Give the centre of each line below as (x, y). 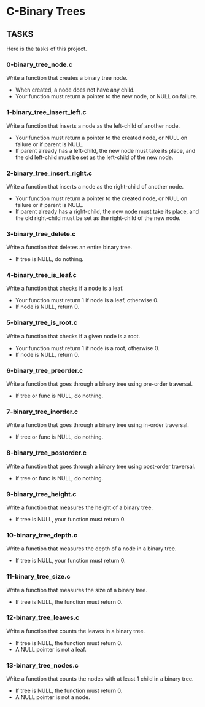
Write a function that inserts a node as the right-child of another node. (95, 186)
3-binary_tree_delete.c (41, 233)
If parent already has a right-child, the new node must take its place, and (107, 211)
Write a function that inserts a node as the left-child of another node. (93, 126)
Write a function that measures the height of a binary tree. (80, 507)
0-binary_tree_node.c (39, 64)
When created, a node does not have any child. (75, 90)
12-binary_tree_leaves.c (43, 617)
